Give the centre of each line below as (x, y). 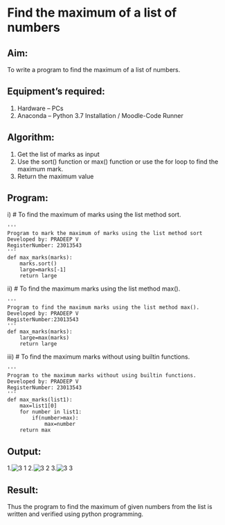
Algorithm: (31, 138)
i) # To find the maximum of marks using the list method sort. (94, 215)
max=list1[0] (38, 406)
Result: (23, 490)
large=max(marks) (45, 338)
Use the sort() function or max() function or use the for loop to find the (118, 162)
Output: (24, 451)
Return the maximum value (55, 176)
